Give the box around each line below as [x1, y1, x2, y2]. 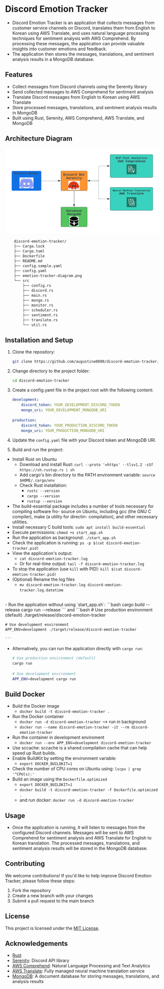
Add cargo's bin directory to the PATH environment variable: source [19, 472, 156, 478]
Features [5, 70, 33, 79]
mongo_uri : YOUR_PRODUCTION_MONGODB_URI [21, 428, 105, 433]
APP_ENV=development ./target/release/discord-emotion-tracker [5, 627, 137, 632]
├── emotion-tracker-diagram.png [14, 273, 82, 278]
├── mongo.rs [23, 298, 49, 303]
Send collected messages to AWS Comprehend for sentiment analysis [12, 89, 154, 94]
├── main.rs [23, 293, 47, 298]
